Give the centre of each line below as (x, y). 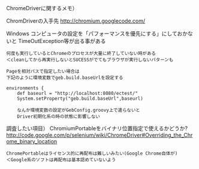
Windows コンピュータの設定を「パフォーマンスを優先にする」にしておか (97, 33)
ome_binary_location (32, 141)
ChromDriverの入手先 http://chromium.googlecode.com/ (76, 21)
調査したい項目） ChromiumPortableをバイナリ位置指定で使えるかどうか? (97, 128)
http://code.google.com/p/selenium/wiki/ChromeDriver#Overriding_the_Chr (99, 135)
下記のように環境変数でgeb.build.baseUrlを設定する (65, 78)
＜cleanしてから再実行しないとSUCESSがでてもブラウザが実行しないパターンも (90, 60)
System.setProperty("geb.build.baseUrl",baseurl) (80, 99)
